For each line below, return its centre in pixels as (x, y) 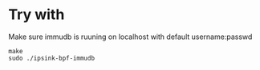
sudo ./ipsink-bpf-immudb (51, 58)
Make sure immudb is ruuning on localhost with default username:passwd (130, 37)
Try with (37, 15)
